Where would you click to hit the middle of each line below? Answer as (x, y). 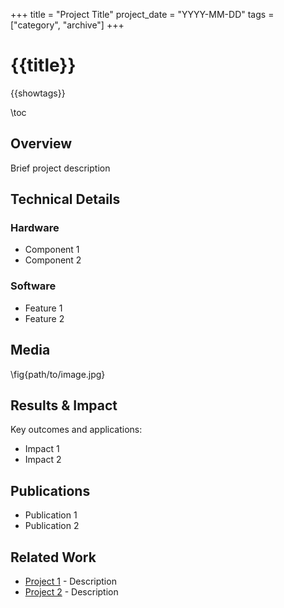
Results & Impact (64, 405)
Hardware (35, 228)
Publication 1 (51, 515)
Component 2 (53, 260)
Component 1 (52, 250)
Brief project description (60, 168)
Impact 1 (42, 449)
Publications (50, 490)
